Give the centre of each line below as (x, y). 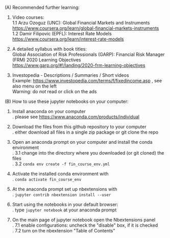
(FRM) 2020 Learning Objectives (46, 60)
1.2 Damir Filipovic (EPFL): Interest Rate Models (62, 34)
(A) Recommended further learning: (42, 7)
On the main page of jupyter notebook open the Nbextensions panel (84, 220)
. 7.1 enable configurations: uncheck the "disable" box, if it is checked (85, 225)
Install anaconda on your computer (49, 111)
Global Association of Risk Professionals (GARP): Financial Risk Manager (88, 54)
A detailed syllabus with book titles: (50, 49)
